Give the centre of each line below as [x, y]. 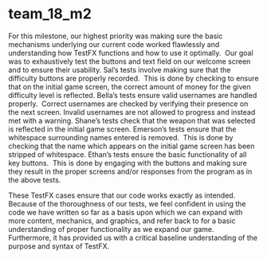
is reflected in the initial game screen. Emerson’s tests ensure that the [122, 129]
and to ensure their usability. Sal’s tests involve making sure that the [120, 69]
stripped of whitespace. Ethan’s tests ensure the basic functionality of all [128, 154]
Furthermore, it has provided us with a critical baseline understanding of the [133, 237]
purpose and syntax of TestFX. [59, 246]
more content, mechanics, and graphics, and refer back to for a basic [122, 221]
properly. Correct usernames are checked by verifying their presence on [128, 104]
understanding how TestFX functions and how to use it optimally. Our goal [131, 53]
